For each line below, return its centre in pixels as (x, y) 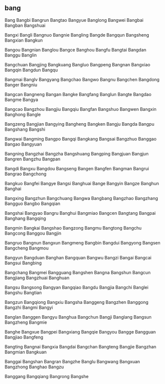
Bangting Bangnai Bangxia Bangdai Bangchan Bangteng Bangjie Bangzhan (81, 346)
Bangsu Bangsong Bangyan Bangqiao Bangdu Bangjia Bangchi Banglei (77, 287)
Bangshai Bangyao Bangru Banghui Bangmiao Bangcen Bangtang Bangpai (80, 213)
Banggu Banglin (21, 55)
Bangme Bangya (21, 99)
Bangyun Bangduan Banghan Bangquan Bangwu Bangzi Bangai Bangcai (78, 257)
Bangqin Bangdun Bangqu (31, 70)
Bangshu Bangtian (23, 292)
